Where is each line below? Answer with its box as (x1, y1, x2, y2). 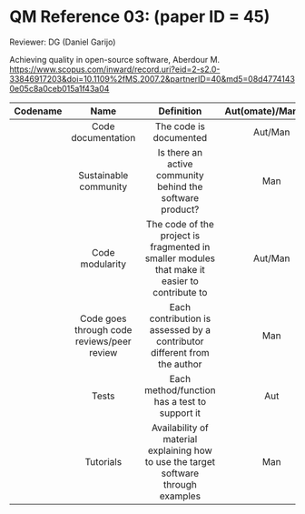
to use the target (144, 455, 216, 468)
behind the (157, 180, 203, 193)
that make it (154, 263, 206, 276)
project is (160, 229, 201, 242)
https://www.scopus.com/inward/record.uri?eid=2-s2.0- (9, 64, 221, 75)
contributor (155, 335, 204, 348)
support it (159, 407, 202, 419)
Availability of (151, 421, 209, 434)
